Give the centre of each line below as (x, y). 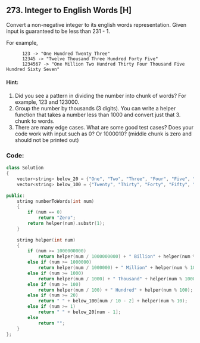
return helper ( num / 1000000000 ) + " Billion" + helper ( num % (117, 257)
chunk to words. (35, 121)
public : (16, 196)
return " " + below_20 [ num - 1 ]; (79, 312)
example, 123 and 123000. (47, 102)
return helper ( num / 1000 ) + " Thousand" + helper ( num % (110, 279)
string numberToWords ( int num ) (56, 201)
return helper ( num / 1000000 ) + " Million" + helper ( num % (112, 268)
